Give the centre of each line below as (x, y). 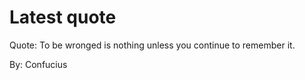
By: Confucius (38, 64)
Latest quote (63, 17)
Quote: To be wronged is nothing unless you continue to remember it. (152, 45)
